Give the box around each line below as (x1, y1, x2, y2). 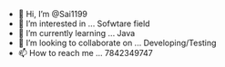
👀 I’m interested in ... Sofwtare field (17, 18, 150, 29)
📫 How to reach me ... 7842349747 (17, 48, 153, 58)
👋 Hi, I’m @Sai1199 (17, 9, 88, 19)
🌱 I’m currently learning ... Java (17, 28, 136, 38)
